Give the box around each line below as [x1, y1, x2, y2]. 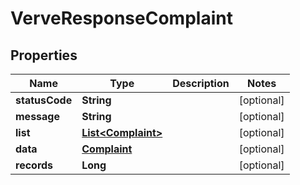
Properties [10, 47, 78, 64]
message [15, 110, 60, 123]
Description [172, 77, 230, 90]
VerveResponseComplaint [10, 7, 233, 30]
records [15, 158, 54, 172]
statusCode [15, 93, 73, 107]
